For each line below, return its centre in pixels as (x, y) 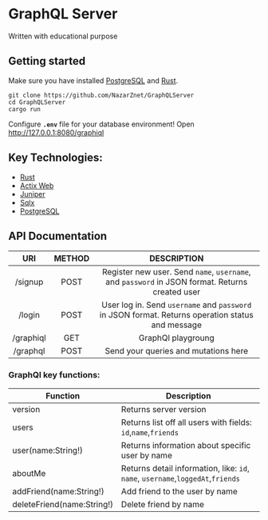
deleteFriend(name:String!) (63, 504)
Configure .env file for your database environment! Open (102, 124)
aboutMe (29, 473)
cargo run (25, 109)
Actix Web (37, 186)
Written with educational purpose (63, 36)
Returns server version (164, 409)
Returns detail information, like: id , (185, 468)
